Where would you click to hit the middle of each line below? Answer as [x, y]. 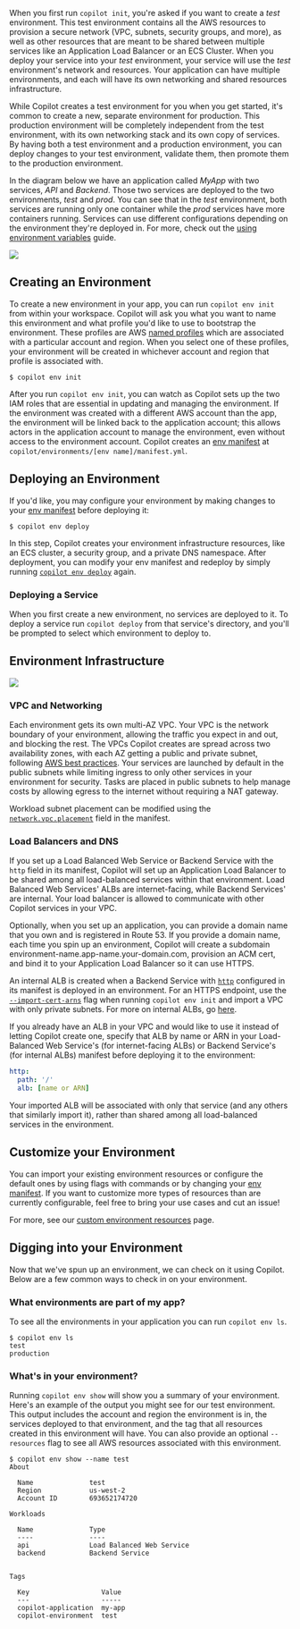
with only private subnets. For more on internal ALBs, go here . [123, 1009]
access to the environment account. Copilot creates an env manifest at [139, 441]
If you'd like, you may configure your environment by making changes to [142, 501]
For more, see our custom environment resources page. [112, 1220]
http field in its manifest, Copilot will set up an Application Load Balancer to [148, 870]
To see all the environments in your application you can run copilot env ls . [148, 1321]
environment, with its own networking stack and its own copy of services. [145, 135]
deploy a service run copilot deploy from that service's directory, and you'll [150, 623]
